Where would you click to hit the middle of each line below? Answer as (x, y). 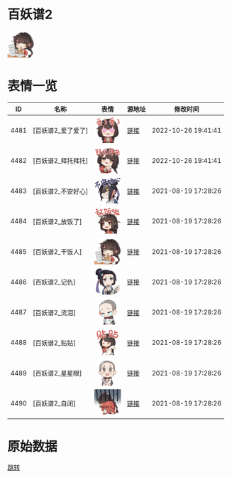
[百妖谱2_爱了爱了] (61, 131)
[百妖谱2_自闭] (54, 403)
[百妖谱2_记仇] (54, 282)
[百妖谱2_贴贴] (54, 343)
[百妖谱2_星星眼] (57, 373)
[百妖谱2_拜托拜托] (61, 161)
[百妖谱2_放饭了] (57, 221)
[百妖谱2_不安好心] (61, 191)
